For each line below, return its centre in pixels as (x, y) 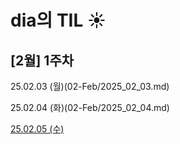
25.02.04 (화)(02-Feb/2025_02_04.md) (90, 107)
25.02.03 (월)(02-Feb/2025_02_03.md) (90, 86)
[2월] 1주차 (42, 60)
